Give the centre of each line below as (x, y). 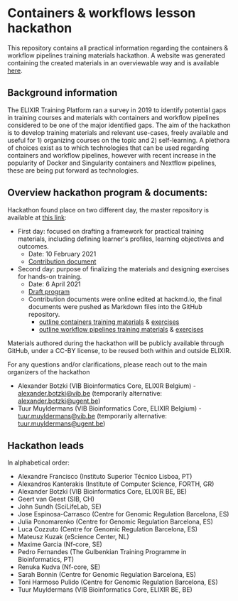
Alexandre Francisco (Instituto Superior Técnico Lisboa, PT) (105, 477)
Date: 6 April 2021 (54, 284)
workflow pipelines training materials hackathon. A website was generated (116, 55)
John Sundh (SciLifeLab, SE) (59, 507)
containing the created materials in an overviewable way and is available (113, 63)
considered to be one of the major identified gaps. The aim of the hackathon (119, 125)
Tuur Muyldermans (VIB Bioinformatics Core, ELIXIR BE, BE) (105, 590)
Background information (63, 93)
